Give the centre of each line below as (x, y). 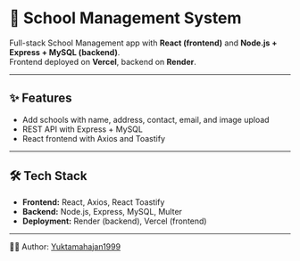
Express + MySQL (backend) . (65, 52)
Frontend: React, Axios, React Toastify (93, 202)
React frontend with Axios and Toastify (93, 138)
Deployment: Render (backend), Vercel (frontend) (114, 221)
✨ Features (41, 98)
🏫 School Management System (125, 18)
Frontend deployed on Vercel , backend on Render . (103, 61)
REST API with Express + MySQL (82, 129)
